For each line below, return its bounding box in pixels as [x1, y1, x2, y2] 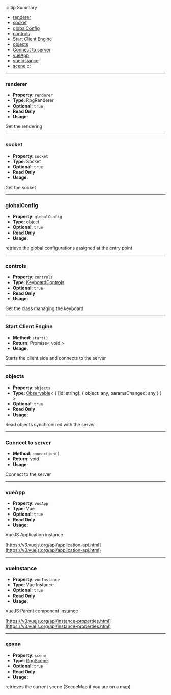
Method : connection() [12, 451, 60, 457]
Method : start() [12, 334, 48, 341]
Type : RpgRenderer [12, 97, 54, 104]
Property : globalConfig [12, 213, 62, 219]
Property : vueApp [12, 500, 48, 506]
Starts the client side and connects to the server [5, 355, 106, 362]
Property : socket [12, 152, 48, 159]
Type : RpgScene [12, 657, 48, 663]
